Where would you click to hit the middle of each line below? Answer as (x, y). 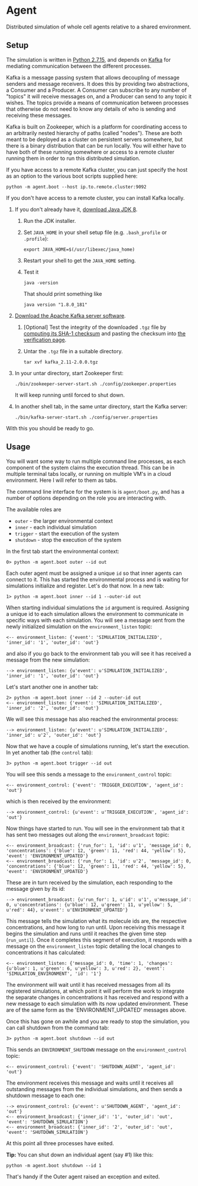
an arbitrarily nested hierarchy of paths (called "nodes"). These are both (94, 133)
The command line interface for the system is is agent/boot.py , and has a (95, 491)
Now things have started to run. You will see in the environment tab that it (95, 828)
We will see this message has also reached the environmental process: (92, 719)
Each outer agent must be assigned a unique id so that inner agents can (94, 573)
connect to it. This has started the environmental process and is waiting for (98, 579)
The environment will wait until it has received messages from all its (88, 984)
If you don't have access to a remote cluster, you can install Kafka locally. (95, 198)
